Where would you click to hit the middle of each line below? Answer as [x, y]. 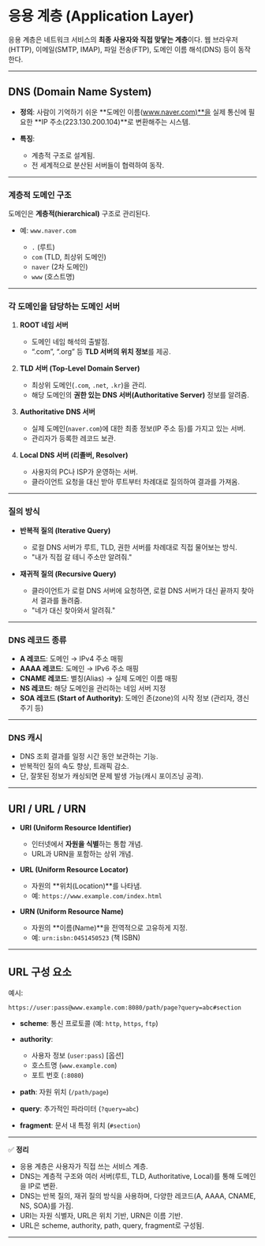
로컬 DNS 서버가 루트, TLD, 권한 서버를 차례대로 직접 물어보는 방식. [134, 547]
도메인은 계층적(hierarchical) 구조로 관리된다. [79, 214]
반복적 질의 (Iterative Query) [65, 530]
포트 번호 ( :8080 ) [58, 1075]
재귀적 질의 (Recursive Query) [68, 573]
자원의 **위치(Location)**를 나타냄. [86, 886]
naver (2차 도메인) [60, 267]
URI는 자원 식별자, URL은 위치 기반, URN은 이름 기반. [101, 1215]
